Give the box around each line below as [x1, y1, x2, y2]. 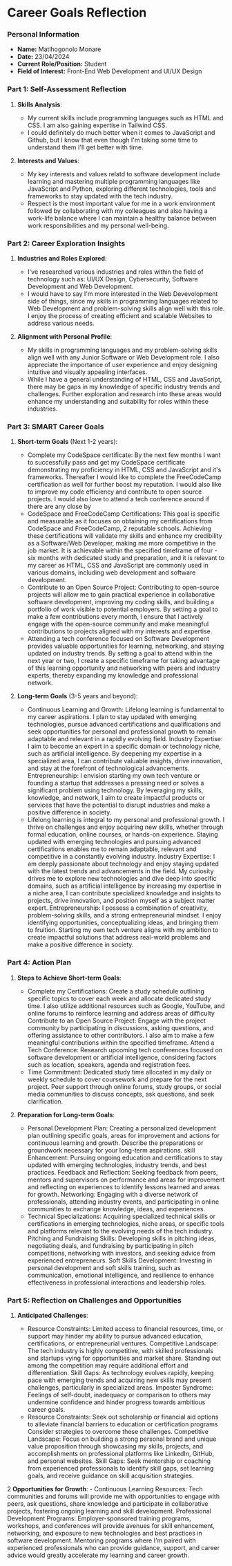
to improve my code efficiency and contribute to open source [27, 487, 202, 496]
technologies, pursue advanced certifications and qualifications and [27, 720, 221, 729]
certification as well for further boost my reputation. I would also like [27, 481, 222, 489]
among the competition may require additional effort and [27, 1361, 188, 1370]
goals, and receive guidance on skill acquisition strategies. [27, 1471, 194, 1480]
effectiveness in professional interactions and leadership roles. [27, 1278, 206, 1287]
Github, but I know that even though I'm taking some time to [27, 136, 198, 144]
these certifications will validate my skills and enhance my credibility [27, 532, 222, 540]
